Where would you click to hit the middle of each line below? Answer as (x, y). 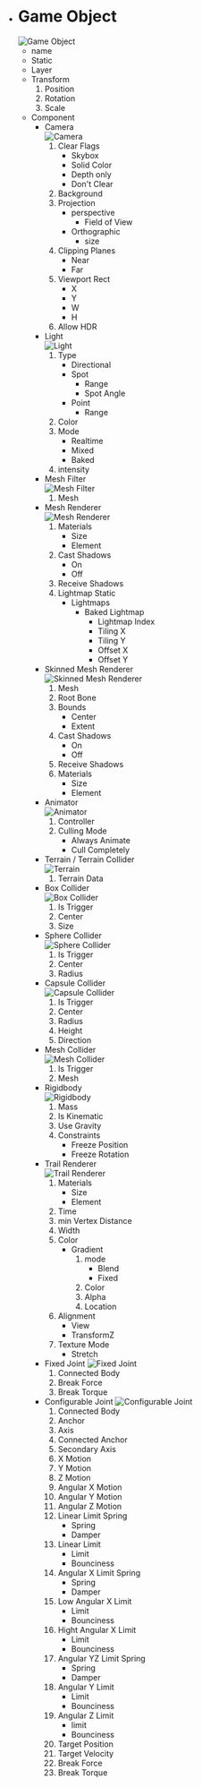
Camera (59, 126)
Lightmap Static (87, 593)
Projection (76, 202)
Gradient (87, 1249)
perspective (93, 212)
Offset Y (113, 659)
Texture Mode (84, 1344)
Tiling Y (112, 640)
